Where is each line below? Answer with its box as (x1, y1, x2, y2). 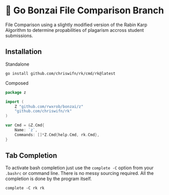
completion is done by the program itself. (5, 175, 92, 182)
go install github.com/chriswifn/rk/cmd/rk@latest (5, 71, 116, 76)
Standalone (5, 61, 30, 67)
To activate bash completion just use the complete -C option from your (5, 165, 154, 171)
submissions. (5, 32, 33, 38)
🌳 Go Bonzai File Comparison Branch (5, 5, 164, 16)
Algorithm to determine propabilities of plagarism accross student (5, 27, 144, 33)
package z (5, 90, 27, 95)
